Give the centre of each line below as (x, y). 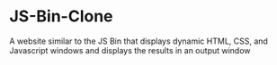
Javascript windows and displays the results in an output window (130, 50)
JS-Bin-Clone (62, 16)
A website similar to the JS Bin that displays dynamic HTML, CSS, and (138, 41)
